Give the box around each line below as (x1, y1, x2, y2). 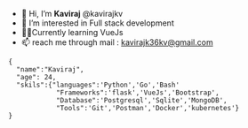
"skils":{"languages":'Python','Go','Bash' (16, 80, 180, 89)
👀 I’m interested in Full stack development (20, 18, 174, 28)
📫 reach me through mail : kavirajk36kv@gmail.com (20, 37, 214, 48)
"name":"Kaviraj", (16, 65, 85, 74)
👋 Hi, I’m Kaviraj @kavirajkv (20, 9, 124, 19)
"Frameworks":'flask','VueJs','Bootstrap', (55, 88, 220, 97)
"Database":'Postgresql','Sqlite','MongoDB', (55, 96, 228, 105)
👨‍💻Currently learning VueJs (20, 27, 124, 37)
